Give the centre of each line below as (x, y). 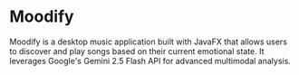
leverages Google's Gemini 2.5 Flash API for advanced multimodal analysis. (150, 61)
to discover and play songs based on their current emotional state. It (137, 51)
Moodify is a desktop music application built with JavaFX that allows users (149, 42)
